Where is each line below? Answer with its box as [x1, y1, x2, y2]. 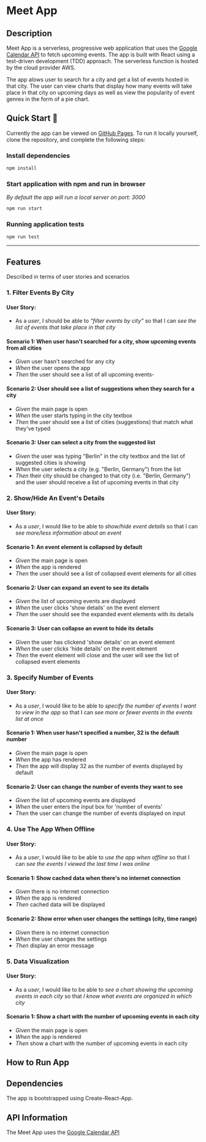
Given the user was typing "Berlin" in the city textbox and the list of [15, 452, 185, 460]
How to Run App [6, 1057, 69, 1068]
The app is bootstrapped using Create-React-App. [6, 1095, 134, 1102]
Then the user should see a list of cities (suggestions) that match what [15, 418, 193, 425]
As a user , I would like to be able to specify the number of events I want [15, 702, 196, 709]
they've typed [15, 425, 51, 432]
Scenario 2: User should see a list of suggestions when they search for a [6, 385, 195, 393]
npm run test [6, 234, 40, 240]
